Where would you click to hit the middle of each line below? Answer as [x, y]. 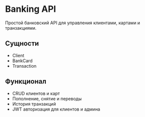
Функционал [26, 82]
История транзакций [34, 104]
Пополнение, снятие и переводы [47, 98]
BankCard [22, 61]
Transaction [24, 66]
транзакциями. [21, 28]
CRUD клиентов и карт [36, 93]
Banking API [31, 9]
